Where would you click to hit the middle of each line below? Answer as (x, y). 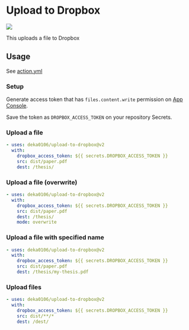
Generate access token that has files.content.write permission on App (94, 99)
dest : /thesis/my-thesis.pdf (53, 272)
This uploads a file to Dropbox (43, 38)
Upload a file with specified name (55, 237)
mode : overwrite (37, 222)
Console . (17, 106)
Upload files (24, 287)
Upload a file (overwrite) (42, 182)
